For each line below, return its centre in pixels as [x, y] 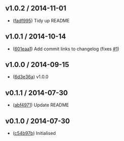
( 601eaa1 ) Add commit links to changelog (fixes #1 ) [66, 49]
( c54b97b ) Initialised [34, 133]
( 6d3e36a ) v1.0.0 [30, 77]
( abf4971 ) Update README [41, 105]
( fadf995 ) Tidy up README [41, 20]
